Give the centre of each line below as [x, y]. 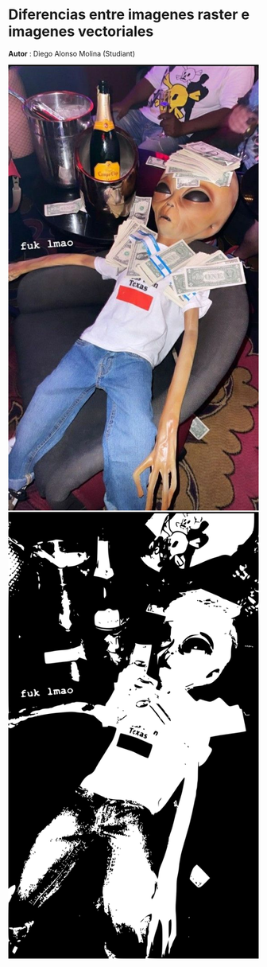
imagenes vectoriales [81, 31]
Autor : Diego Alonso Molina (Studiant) [72, 53]
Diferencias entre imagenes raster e [129, 15]
